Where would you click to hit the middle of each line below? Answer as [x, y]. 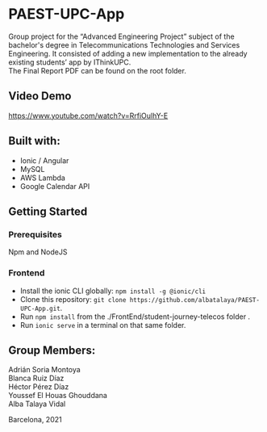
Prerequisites [35, 234]
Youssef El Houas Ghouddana [58, 396]
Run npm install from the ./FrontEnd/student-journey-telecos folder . [135, 317]
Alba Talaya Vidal [37, 404]
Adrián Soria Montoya [44, 370]
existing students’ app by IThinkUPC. [70, 62]
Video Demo [40, 96]
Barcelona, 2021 [35, 420]
